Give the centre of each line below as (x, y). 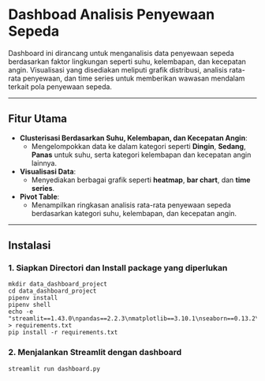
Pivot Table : (39, 196)
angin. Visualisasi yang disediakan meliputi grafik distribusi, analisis (118, 69)
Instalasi (30, 246)
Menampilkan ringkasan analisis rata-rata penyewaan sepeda (131, 205)
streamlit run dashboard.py (54, 368)
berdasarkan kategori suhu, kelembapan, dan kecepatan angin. (134, 213)
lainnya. (44, 162)
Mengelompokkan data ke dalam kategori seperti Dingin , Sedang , (138, 146)
